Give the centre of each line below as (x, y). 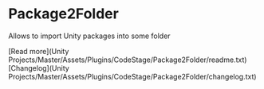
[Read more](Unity (39, 51)
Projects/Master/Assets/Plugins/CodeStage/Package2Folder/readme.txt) (128, 60)
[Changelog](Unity (39, 68)
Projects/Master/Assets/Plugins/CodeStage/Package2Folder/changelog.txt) (132, 76)
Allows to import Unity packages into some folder (89, 36)
